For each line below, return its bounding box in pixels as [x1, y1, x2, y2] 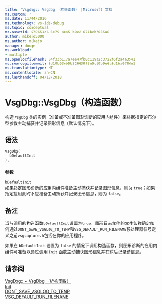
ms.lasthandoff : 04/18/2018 [5, 75, 62, 80]
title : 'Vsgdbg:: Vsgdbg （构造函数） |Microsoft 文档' [5, 7, 115, 12]
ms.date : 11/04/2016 [5, 16, 47, 21]
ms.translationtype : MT [5, 66, 53, 71]
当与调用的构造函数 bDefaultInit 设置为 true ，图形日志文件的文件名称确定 [5, 220, 150, 226]
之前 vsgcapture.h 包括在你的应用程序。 [9, 232, 86, 238]
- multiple [5, 52, 27, 57]
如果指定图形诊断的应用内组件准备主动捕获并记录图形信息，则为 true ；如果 [5, 185, 155, 191]
